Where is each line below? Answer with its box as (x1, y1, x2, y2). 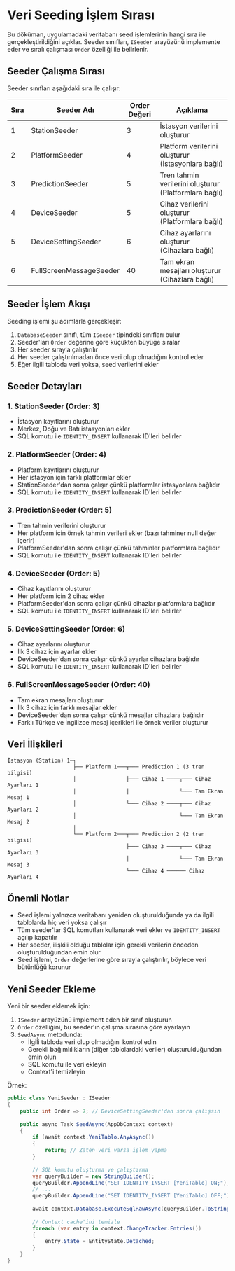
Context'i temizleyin (27, 1068, 85, 1076)
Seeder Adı (56, 105, 94, 115)
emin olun (27, 1053, 57, 1061)
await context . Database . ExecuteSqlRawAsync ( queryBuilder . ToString (32, 1205, 230, 1213)
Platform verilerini (159, 141, 218, 151)
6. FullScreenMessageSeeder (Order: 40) (7, 680, 150, 690)
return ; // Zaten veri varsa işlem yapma (44, 1147, 168, 1154)
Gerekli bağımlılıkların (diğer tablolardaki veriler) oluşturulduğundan (27, 1046, 222, 1054)
